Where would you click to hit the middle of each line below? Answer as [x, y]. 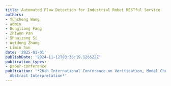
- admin [13, 24]
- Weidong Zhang [22, 43]
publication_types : [26, 62]
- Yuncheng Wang [22, 19]
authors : [15, 15]
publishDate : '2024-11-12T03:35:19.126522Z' [53, 57]
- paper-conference [26, 66]
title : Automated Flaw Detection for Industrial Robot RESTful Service [83, 10]
